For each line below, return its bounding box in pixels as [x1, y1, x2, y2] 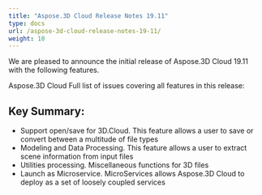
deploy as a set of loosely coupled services [19, 177, 166, 187]
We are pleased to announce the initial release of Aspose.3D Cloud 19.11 [8, 57, 249, 66]
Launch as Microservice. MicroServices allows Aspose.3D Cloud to [19, 169, 245, 179]
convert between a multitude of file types [19, 134, 159, 144]
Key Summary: [8, 104, 85, 118]
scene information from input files [19, 151, 134, 162]
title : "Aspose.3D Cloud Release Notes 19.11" [8, 11, 169, 20]
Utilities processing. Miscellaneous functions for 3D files [19, 160, 209, 170]
